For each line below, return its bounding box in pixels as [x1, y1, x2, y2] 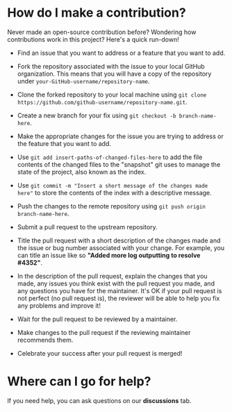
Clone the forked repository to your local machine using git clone [17, 90, 207, 99]
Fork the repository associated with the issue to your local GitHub [17, 62, 205, 70]
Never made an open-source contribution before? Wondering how [7, 28, 197, 36]
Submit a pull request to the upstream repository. [17, 222, 158, 231]
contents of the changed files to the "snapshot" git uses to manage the [17, 160, 221, 168]
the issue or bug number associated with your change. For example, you [17, 243, 224, 252]
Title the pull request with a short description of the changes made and [17, 236, 221, 245]
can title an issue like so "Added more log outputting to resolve [17, 251, 201, 259]
